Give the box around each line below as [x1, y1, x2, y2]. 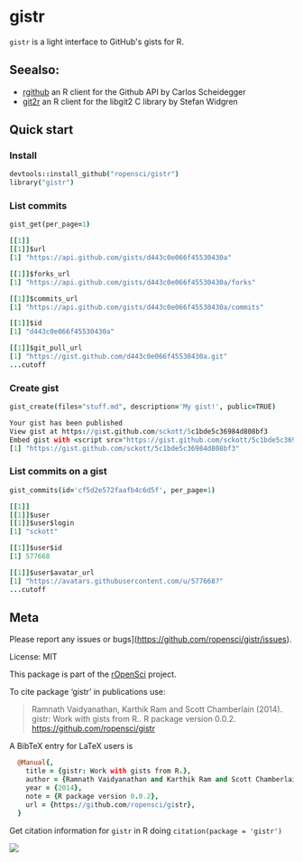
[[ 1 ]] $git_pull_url [9, 343, 83, 353]
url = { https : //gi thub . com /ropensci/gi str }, [25, 800, 196, 810]
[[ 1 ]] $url [9, 245, 47, 254]
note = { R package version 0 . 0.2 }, [25, 792, 160, 801]
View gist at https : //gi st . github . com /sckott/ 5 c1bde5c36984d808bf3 [9, 426, 269, 436]
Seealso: [9, 62, 60, 78]
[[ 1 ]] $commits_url [9, 294, 78, 304]
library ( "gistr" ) [9, 178, 75, 187]
